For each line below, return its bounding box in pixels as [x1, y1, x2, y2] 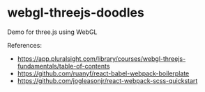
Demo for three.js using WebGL [7, 28, 98, 36]
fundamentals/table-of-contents [17, 62, 110, 70]
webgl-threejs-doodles [7, 5, 144, 21]
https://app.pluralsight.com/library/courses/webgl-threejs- [17, 54, 186, 63]
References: [7, 41, 42, 49]
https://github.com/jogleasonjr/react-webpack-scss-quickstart [17, 76, 198, 84]
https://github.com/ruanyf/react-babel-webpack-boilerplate [17, 69, 190, 77]
